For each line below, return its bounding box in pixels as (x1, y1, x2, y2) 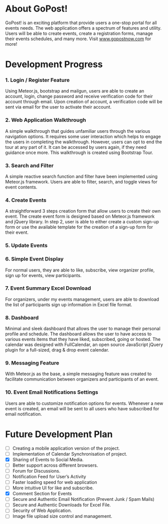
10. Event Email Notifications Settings (5, 389, 99, 396)
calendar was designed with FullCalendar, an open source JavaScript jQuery (5, 341, 163, 347)
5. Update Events (5, 242, 48, 249)
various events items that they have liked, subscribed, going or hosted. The (5, 336, 161, 342)
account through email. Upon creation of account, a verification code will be (5, 99, 162, 105)
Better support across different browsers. (12, 462, 98, 468)
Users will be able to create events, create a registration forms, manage (5, 30, 153, 36)
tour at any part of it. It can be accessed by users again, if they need (5, 144, 147, 150)
